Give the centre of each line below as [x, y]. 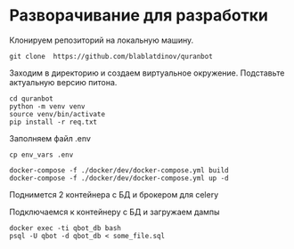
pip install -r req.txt [53, 122]
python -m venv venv [48, 106]
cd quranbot [31, 99]
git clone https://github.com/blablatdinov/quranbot [111, 56]
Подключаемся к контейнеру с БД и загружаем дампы [114, 212]
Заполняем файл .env [50, 138]
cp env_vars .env [41, 155]
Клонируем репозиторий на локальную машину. [102, 40]
